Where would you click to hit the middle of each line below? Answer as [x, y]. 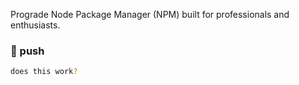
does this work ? [44, 72]
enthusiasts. [35, 25]
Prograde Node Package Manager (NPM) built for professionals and [150, 14]
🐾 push [27, 51]
